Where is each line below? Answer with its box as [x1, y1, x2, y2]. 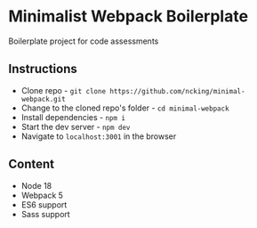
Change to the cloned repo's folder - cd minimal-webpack [20, 102, 229, 113]
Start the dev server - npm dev [20, 121, 131, 132]
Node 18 [20, 180, 52, 191]
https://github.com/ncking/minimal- [109, 86, 245, 95]
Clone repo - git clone [20, 85, 107, 95]
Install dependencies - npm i [20, 111, 126, 122]
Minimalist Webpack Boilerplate [8, 6, 249, 27]
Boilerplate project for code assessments [8, 36, 159, 46]
